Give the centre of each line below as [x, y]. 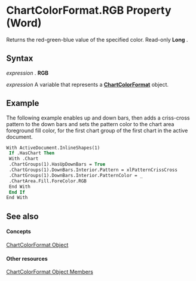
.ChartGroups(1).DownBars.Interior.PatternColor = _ [76, 175]
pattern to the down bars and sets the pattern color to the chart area [90, 124]
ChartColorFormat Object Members [50, 272]
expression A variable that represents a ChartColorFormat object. [88, 84]
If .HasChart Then [32, 153]
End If [17, 192]
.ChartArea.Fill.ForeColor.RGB [48, 181]
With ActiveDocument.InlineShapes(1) [53, 148]
